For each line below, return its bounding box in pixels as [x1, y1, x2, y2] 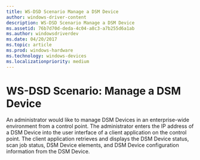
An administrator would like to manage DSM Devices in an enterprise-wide [6, 117, 190, 124]
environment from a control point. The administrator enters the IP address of [6, 123, 194, 130]
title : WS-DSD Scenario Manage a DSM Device [6, 8, 119, 15]
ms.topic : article [6, 42, 52, 48]
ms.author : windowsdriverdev [6, 31, 79, 37]
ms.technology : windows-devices [6, 53, 87, 59]
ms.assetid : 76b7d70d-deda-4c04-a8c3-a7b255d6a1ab [6, 25, 135, 32]
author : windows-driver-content [6, 14, 87, 20]
